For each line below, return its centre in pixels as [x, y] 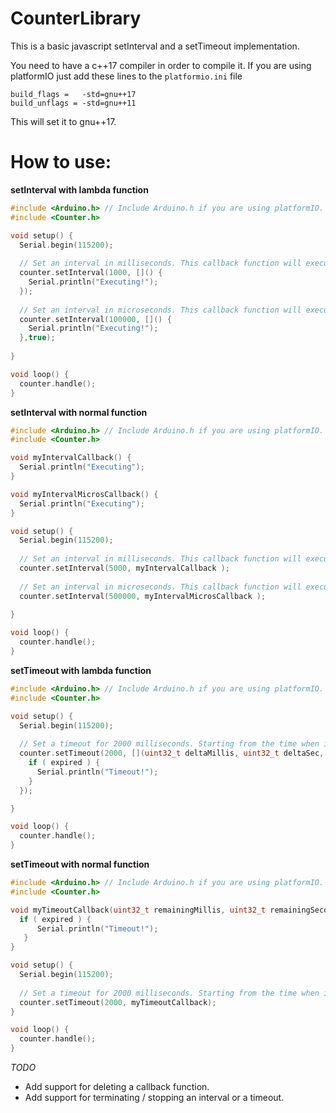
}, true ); [37, 338]
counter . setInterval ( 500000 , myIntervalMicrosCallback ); [143, 596]
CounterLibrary [76, 18]
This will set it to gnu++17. [63, 121]
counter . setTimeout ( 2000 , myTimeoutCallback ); [118, 1002]
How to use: [61, 162]
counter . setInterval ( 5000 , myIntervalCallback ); [124, 568]
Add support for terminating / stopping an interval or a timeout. [154, 1097]
